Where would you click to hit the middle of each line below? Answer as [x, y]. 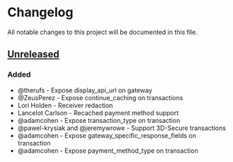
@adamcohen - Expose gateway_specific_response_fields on [107, 135]
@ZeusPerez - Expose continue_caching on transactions [100, 97]
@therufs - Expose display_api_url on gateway [85, 90]
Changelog [40, 12]
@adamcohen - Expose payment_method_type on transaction [108, 151]
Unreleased [34, 54]
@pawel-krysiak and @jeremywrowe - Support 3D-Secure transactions [122, 128]
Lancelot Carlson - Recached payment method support [98, 113]
